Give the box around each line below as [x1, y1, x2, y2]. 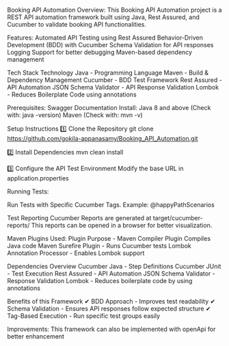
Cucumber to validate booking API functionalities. [7, 21, 147, 28]
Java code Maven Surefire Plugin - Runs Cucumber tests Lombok [7, 242, 191, 250]
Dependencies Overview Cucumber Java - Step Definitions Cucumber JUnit [7, 263, 221, 270]
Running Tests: [7, 187, 49, 196]
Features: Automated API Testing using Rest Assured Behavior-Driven [7, 34, 204, 42]
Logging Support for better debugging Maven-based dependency [7, 48, 193, 56]
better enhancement [7, 332, 65, 341]
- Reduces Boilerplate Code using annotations [7, 90, 137, 98]
